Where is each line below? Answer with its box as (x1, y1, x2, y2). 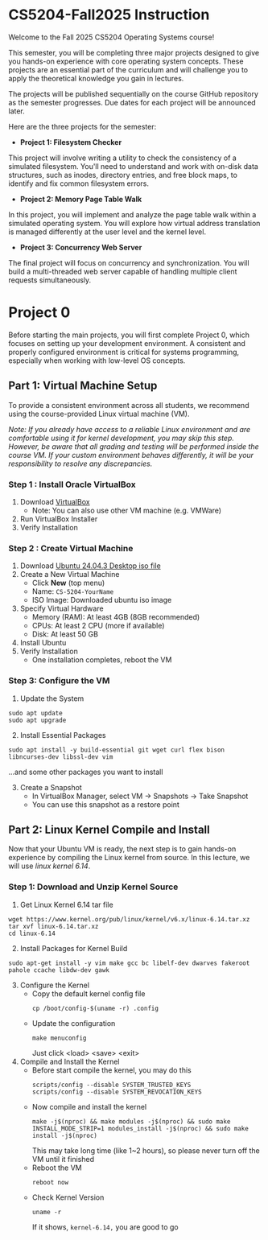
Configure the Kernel (19, 980, 90, 990)
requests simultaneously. (8, 275, 92, 285)
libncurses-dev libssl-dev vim (8, 752, 113, 761)
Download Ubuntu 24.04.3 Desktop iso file (19, 561, 161, 571)
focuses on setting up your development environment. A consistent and (8, 338, 245, 348)
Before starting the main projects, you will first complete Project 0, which (8, 330, 249, 340)
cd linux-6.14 (8, 929, 56, 937)
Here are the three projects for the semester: (8, 122, 157, 131)
